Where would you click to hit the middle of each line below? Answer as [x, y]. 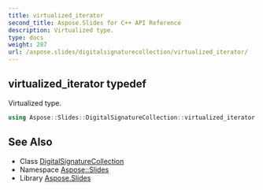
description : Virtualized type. [61, 30]
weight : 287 [28, 45]
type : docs [26, 37]
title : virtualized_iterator [56, 15]
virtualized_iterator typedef [78, 84]
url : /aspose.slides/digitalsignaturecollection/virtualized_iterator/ [128, 52]
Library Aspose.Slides [55, 177]
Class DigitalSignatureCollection [72, 161]
